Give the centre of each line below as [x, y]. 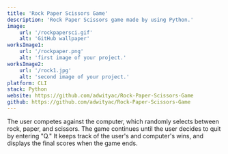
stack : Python [27, 89]
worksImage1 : [26, 45]
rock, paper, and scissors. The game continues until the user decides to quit [114, 128]
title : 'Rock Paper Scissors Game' [58, 13]
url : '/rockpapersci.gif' [56, 32]
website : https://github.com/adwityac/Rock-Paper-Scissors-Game [100, 96]
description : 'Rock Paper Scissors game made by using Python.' [100, 20]
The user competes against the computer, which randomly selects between [113, 121]
